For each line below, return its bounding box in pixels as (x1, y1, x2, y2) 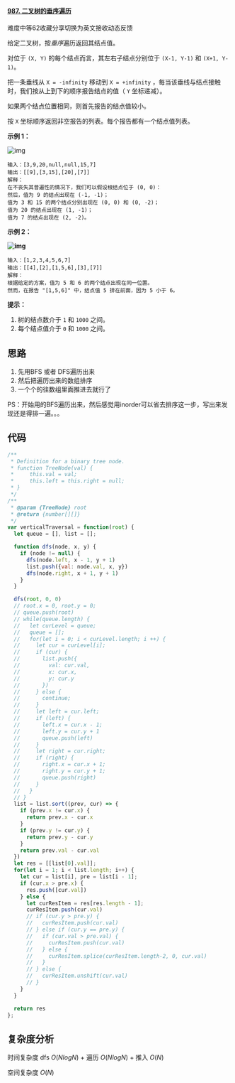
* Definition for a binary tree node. (10, 458, 125, 465)
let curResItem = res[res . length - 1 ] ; (25, 900, 144, 907)
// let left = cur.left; (13, 708, 100, 716)
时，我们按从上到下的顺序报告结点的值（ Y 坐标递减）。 (7, 87, 166, 95)
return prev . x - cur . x (25, 814, 93, 821)
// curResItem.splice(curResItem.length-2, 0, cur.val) (25, 952, 207, 959)
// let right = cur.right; (13, 748, 106, 755)
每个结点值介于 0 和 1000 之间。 (17, 324, 110, 333)
